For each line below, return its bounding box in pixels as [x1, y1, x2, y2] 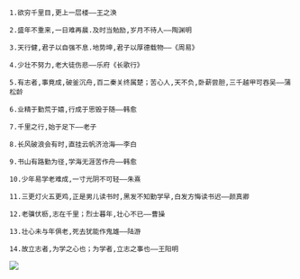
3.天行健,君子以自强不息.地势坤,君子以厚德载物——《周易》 [9, 43, 199, 52]
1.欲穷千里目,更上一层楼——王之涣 [9, 8, 117, 17]
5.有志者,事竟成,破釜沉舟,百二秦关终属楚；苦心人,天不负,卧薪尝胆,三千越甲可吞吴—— [9, 78, 285, 87]
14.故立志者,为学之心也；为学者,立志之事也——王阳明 [9, 245, 178, 254]
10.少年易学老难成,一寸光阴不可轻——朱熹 [9, 175, 141, 184]
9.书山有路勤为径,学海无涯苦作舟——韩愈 [9, 157, 138, 166]
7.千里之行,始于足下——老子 [9, 122, 97, 131]
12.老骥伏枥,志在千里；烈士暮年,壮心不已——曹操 [9, 210, 166, 219]
